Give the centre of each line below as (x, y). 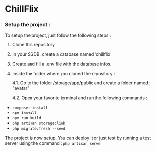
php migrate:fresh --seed (39, 129)
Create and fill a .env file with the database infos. (62, 64)
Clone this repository (33, 45)
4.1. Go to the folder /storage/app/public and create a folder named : (81, 83)
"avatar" (21, 88)
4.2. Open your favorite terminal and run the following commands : (80, 98)
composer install (30, 108)
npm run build (27, 118)
